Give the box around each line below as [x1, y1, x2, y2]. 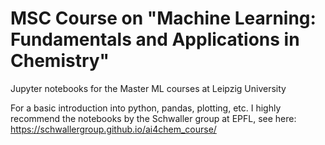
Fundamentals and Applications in [10, 28, 300, 51]
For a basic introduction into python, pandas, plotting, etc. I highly [10, 102, 282, 114]
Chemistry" [10, 50, 110, 72]
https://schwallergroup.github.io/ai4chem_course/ [10, 123, 217, 135]
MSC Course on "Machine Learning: [10, 7, 317, 30]
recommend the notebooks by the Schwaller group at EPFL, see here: [10, 112, 297, 124]
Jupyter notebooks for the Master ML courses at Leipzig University [10, 82, 287, 94]
